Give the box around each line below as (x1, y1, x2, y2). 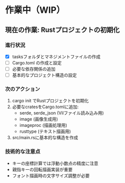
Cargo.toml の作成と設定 (12, 60, 62, 65)
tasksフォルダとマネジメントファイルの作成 (12, 54, 100, 60)
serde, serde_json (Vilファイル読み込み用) (19, 110, 104, 116)
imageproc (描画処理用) (19, 122, 68, 128)
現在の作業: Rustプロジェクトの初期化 (5, 26, 120, 34)
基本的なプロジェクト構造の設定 (12, 72, 77, 78)
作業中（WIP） (5, 4, 65, 16)
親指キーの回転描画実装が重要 (12, 166, 73, 172)
